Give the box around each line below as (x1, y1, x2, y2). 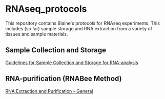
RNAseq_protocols (5, 3, 87, 15)
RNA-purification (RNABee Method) (5, 74, 122, 83)
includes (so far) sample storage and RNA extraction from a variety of (5, 25, 153, 31)
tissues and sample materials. (5, 31, 68, 37)
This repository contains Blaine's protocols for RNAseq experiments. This (5, 20, 160, 26)
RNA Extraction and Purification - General (5, 88, 93, 94)
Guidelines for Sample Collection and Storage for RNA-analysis (5, 60, 138, 66)
